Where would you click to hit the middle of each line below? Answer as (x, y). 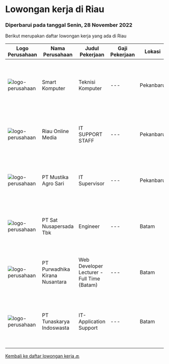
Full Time (90, 279)
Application (92, 322)
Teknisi (87, 82)
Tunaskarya (56, 322)
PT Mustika (55, 177)
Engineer (89, 226)
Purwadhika (56, 269)
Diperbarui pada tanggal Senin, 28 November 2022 (69, 25)
